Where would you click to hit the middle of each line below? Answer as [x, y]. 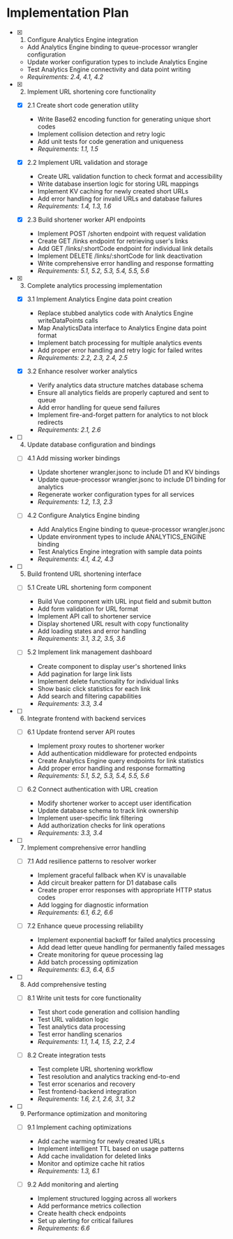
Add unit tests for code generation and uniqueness [111, 142]
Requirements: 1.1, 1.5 [68, 149]
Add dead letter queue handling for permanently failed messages [131, 947]
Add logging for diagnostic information [93, 905]
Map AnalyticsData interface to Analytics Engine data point [122, 328]
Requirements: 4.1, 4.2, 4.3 [76, 559]
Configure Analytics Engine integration [83, 39]
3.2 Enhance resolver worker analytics [82, 371]
